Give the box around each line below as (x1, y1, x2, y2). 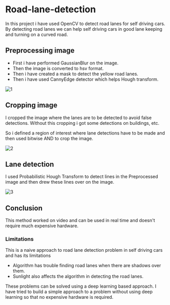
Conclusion (5, 204, 43, 212)
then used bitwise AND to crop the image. (5, 135, 93, 141)
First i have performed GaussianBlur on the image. (12, 60, 119, 66)
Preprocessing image (5, 46, 75, 55)
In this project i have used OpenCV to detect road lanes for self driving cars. (5, 20, 165, 27)
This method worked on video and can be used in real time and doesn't (5, 217, 155, 224)
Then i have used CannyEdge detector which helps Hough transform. (12, 76, 159, 82)
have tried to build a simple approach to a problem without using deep (5, 289, 153, 295)
